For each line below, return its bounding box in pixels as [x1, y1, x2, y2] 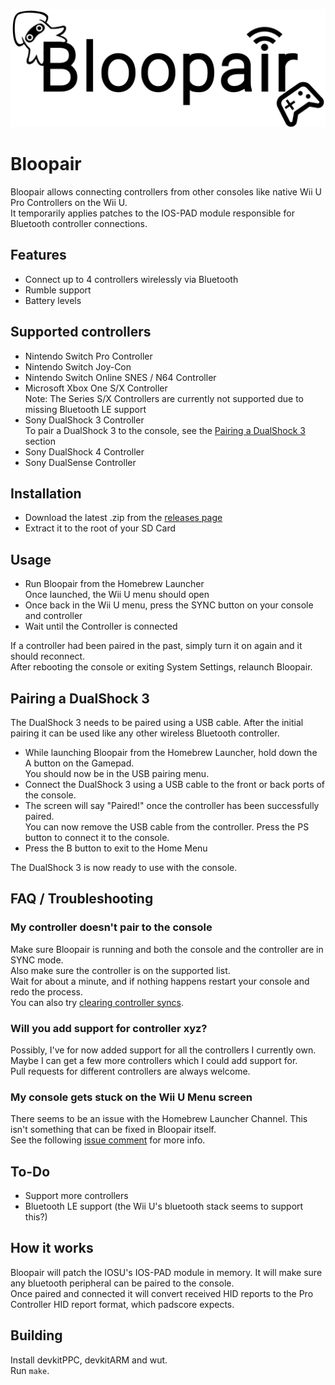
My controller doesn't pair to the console [10, 920, 213, 934]
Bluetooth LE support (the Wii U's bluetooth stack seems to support [24, 1200, 304, 1213]
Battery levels [24, 294, 82, 306]
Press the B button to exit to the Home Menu [24, 842, 208, 854]
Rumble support [24, 284, 92, 296]
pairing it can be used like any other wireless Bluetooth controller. [10, 727, 280, 739]
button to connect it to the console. [24, 832, 170, 843]
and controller [24, 610, 83, 622]
